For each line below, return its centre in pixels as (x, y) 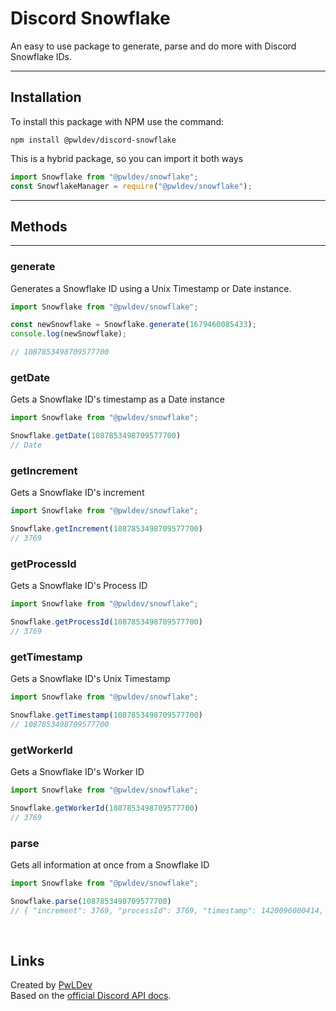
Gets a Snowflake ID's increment (77, 493)
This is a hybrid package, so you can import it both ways (127, 158)
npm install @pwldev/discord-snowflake (93, 140)
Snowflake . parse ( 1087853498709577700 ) (91, 901)
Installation (46, 97)
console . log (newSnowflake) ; (69, 334)
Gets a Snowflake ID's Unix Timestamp (90, 679)
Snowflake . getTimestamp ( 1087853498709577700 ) (106, 715)
